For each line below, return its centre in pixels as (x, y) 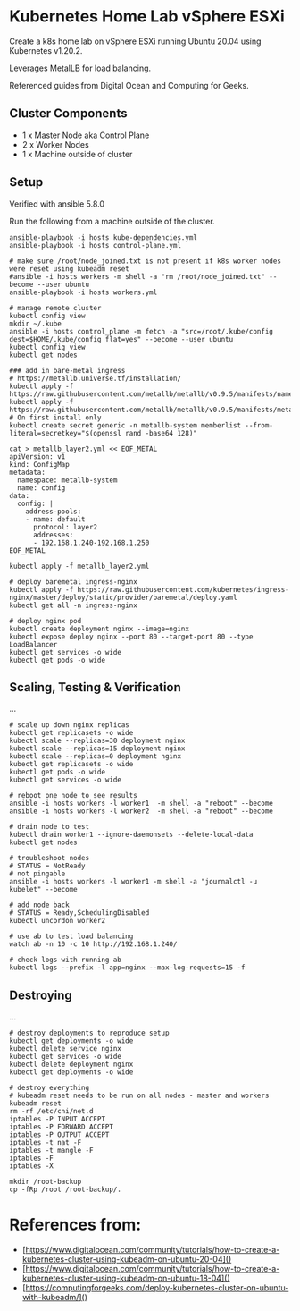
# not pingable (37, 874)
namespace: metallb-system (67, 480)
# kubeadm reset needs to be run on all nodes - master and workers (139, 1096)
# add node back (39, 905)
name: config (42, 488)
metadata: (28, 472)
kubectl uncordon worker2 (57, 921)
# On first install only (55, 418)
